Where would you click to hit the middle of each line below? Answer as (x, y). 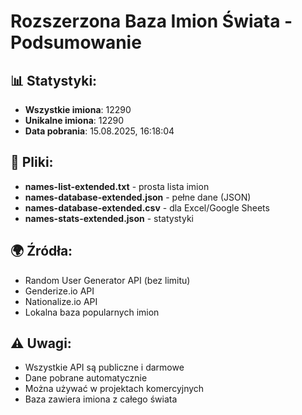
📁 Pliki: (32, 162)
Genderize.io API (59, 291)
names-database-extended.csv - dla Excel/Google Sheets (147, 207)
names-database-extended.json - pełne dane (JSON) (138, 197)
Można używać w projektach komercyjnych (114, 389)
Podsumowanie (76, 42)
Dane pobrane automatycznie (86, 378)
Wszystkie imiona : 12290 (78, 109)
